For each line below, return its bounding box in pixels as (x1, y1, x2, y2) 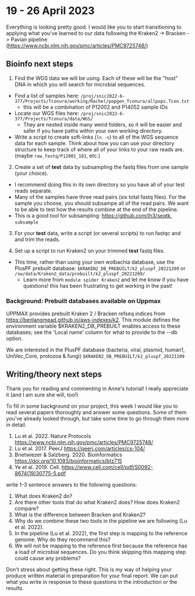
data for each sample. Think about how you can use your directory (14, 139, 175, 147)
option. (6, 335, 23, 342)
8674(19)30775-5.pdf (14, 470, 66, 477)
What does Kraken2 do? (14, 492, 73, 499)
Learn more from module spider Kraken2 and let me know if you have (23, 276, 189, 283)
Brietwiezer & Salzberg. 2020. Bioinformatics (14, 451, 122, 458)
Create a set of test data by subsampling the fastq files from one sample (14, 163, 189, 170)
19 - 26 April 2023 (6, 4, 95, 18)
